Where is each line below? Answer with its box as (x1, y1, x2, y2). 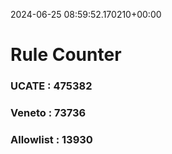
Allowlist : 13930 (10, 132, 93, 146)
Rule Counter (10, 44, 122, 66)
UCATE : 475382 (10, 79, 93, 93)
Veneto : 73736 (10, 106, 87, 120)
